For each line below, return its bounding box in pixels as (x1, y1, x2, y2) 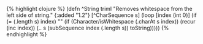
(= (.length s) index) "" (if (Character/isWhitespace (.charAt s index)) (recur (6, 18, 196, 25)
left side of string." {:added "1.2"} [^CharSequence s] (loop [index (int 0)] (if (6, 11, 197, 19)
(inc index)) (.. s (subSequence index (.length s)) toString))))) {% (6, 24, 169, 31)
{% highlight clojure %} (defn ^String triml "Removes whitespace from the (6, 5, 193, 12)
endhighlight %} (6, 31, 47, 38)
